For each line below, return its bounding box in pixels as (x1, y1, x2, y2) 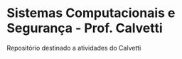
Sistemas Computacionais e (6, 5, 176, 21)
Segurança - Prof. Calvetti (6, 20, 163, 36)
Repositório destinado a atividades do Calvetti (6, 43, 141, 52)
